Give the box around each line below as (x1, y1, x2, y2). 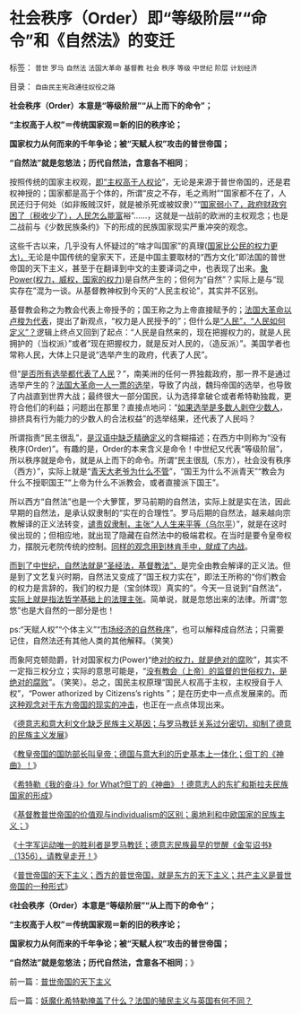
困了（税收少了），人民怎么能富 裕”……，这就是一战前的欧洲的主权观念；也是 (9, 210, 288, 221)
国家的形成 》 (9, 790, 56, 800)
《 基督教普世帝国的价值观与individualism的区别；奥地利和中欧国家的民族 (9, 809, 278, 819)
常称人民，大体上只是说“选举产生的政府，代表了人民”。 (9, 349, 213, 360)
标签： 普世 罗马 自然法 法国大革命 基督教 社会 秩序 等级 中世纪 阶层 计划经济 (9, 62, 258, 73)
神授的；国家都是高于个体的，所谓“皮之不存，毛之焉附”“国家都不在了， (16, 188, 279, 198)
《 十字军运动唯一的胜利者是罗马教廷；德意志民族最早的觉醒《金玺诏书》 (9, 839, 272, 850)
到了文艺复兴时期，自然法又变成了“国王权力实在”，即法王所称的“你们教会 (16, 571, 287, 581)
